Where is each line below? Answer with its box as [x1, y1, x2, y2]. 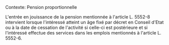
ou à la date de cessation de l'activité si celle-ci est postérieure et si [5, 24, 148, 30]
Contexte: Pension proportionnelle [5, 4, 77, 10]
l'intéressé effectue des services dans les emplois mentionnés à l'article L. [5, 30, 162, 35]
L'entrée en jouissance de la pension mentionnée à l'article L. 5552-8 [5, 14, 150, 19]
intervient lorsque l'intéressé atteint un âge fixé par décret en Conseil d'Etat [5, 19, 164, 25]
